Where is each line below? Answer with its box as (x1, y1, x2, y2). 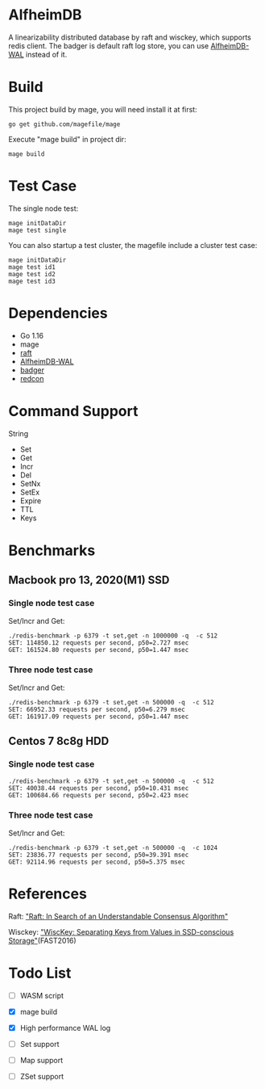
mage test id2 (8, 270, 56, 278)
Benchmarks (8, 541, 96, 559)
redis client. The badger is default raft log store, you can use (8, 40, 209, 50)
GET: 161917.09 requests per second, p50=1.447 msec (8, 713, 189, 721)
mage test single (8, 226, 67, 234)
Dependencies (8, 305, 108, 322)
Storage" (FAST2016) (8, 936, 77, 945)
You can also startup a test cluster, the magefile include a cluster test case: (8, 240, 258, 250)
